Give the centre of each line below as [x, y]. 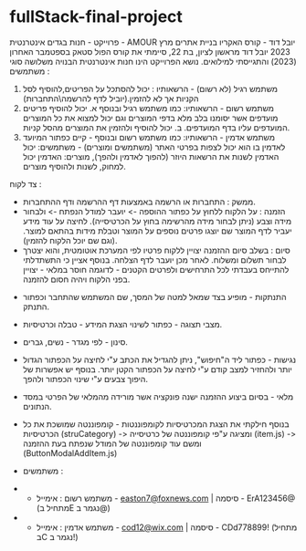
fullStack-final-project [96, 17]
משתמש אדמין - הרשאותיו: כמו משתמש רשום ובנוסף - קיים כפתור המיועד [149, 137]
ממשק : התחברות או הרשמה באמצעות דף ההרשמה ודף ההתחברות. [139, 202]
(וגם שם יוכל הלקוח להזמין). [70, 240]
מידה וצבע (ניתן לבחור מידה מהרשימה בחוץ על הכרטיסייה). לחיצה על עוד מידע [157, 221]
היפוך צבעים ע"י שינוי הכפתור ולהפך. [85, 379]
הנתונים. [37, 406]
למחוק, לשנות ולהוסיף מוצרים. [74, 166]
